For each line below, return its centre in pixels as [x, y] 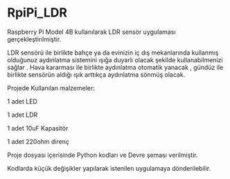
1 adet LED [23, 101]
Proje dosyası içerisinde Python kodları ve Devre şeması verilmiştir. [103, 155]
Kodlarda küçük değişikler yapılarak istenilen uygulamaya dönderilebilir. [109, 168]
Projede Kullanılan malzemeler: [51, 88]
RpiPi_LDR [37, 13]
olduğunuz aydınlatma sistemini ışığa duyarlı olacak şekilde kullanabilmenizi [115, 59]
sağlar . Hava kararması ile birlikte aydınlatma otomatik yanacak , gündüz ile [115, 67]
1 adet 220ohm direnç [38, 141]
